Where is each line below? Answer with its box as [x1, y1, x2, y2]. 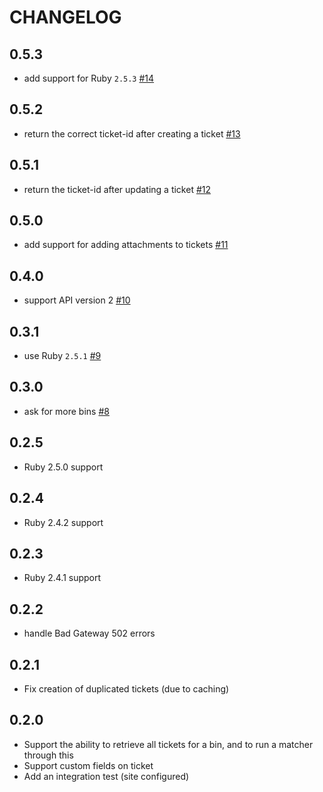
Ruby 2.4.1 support [23, 572, 102, 584]
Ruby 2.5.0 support [23, 461, 104, 473]
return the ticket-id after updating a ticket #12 [23, 183, 212, 195]
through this [23, 749, 74, 761]
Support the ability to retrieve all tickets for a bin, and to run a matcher [23, 738, 314, 750]
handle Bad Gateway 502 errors [23, 627, 156, 640]
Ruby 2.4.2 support [23, 516, 104, 528]
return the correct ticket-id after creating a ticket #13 [23, 127, 241, 140]
